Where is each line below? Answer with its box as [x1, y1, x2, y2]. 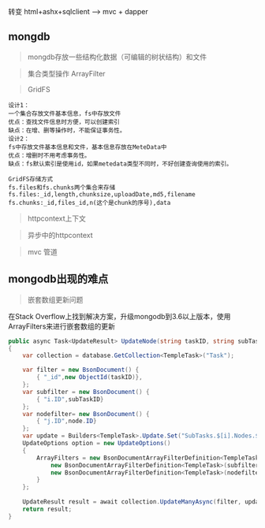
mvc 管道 [27, 247, 58, 256]
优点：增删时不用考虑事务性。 [8, 151, 91, 159]
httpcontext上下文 [27, 214, 87, 223]
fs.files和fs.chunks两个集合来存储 [8, 184, 116, 191]
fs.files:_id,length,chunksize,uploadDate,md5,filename [8, 190, 196, 199]
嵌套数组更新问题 [27, 295, 84, 304]
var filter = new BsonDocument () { [22, 366, 140, 374]
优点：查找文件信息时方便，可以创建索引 [8, 117, 120, 126]
